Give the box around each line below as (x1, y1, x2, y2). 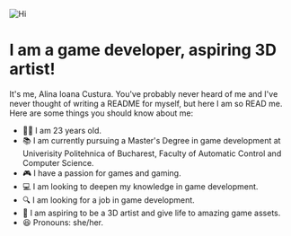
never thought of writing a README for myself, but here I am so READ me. (9, 98, 283, 109)
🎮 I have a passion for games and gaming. (22, 167, 181, 179)
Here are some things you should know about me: (9, 108, 194, 118)
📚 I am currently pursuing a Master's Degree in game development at (22, 135, 281, 145)
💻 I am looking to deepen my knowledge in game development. (22, 180, 259, 192)
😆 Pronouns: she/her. (22, 216, 104, 228)
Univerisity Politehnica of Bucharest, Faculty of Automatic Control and (22, 148, 282, 159)
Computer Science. (22, 157, 94, 168)
